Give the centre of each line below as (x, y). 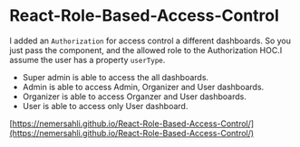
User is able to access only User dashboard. (105, 106)
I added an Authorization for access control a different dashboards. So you (150, 41)
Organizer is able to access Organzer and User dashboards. (134, 96)
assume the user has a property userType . (87, 60)
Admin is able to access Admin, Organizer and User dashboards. (143, 87)
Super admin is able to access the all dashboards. (116, 77)
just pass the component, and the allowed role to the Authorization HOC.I (146, 50)
